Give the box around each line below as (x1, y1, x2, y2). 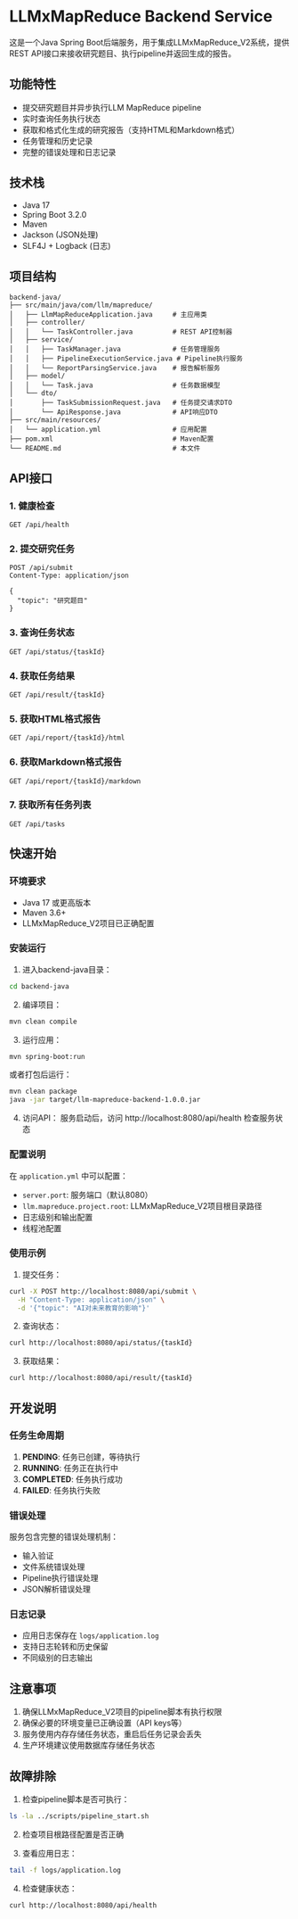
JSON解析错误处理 (21, 1584, 92, 1594)
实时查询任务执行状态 (21, 113, 101, 124)
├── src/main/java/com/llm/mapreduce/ (9, 301, 153, 310)
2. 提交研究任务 (9, 542, 76, 555)
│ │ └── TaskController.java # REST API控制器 (9, 327, 233, 336)
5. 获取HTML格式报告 (9, 712, 101, 724)
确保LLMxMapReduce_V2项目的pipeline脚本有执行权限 (21, 1707, 222, 1717)
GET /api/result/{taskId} (9, 690, 105, 699)
